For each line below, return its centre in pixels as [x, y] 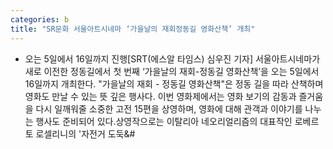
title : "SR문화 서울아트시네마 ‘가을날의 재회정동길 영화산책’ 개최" [133, 29]
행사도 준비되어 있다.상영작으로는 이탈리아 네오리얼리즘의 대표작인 [164, 121]
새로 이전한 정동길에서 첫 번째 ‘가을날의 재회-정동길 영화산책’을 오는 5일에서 [172, 71]
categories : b [40, 19]
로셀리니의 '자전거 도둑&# [85, 133]
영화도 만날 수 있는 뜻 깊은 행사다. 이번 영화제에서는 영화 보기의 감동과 [160, 96]
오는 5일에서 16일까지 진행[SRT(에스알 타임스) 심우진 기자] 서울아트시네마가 [172, 58]
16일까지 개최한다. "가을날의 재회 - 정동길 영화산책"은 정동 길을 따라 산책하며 [174, 83]
